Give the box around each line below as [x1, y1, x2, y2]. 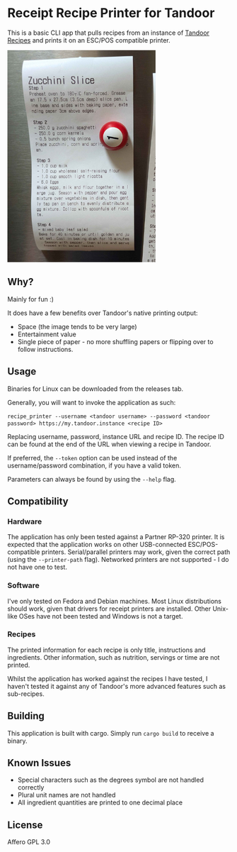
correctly [17, 783, 45, 792]
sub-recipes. [7, 690, 45, 698]
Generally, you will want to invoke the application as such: [7, 398, 176, 406]
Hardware [7, 516, 42, 526]
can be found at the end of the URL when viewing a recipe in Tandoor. [7, 440, 212, 448]
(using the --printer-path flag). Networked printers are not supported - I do [7, 555, 229, 564]
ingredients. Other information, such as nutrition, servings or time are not [7, 653, 220, 661]
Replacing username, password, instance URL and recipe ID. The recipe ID [7, 432, 225, 441]
